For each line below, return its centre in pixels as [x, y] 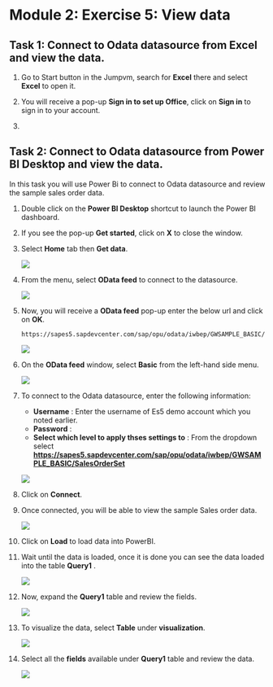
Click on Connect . [52, 494]
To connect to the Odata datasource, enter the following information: [136, 396]
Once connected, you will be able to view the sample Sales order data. [139, 510]
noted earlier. [55, 420]
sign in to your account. [61, 110]
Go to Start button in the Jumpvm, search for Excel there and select [134, 77]
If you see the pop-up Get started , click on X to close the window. [132, 233]
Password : [52, 428]
